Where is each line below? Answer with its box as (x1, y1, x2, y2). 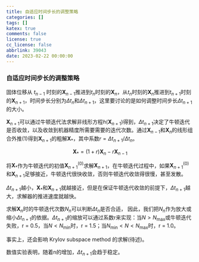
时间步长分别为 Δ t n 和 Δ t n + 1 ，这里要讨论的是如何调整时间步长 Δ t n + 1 (29, 96, 192, 105)
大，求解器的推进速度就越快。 (6, 192, 79, 199)
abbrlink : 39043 (6, 48, 46, 54)
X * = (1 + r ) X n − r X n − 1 (72, 148, 128, 157)
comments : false (6, 31, 46, 37)
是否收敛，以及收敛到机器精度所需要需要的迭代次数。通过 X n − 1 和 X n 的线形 (6, 126, 188, 135)
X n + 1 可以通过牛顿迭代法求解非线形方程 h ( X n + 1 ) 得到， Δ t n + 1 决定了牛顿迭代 (6, 118, 190, 127)
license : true (6, 36, 42, 42)
